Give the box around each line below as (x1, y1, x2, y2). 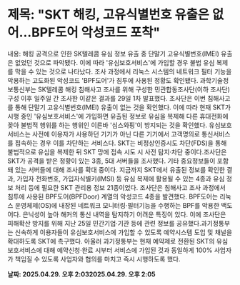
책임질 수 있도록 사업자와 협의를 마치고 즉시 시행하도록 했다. (14, 254, 181, 263)
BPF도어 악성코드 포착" (31, 24, 161, 41)
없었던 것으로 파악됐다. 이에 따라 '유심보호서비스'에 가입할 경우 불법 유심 (14, 58, 215, 66)
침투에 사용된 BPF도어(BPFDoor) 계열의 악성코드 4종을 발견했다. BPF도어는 (7, 192, 219, 201)
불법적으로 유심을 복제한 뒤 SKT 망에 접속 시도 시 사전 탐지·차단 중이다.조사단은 (7, 147, 227, 156)
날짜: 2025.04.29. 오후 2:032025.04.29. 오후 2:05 (7, 269, 156, 279)
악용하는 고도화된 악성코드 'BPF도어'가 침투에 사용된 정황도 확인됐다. (7, 76, 199, 84)
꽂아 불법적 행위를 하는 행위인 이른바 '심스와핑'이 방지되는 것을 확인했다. (7, 121, 208, 129)
